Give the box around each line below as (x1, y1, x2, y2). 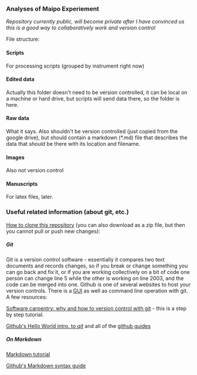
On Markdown (6, 336, 42, 343)
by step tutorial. (6, 311, 44, 318)
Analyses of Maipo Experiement (6, 5, 100, 13)
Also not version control (6, 167, 64, 174)
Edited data (6, 76, 35, 83)
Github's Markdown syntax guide (6, 362, 86, 369)
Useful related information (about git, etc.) (6, 208, 129, 216)
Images (6, 153, 25, 160)
